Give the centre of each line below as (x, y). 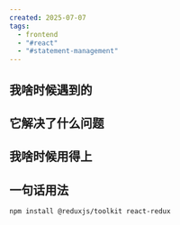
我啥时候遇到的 (51, 90)
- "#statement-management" (68, 51)
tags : (19, 26)
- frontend (38, 34)
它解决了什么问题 (57, 123)
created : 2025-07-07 (48, 18)
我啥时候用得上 (51, 157)
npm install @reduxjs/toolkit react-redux (90, 211)
